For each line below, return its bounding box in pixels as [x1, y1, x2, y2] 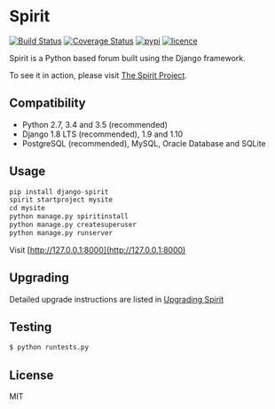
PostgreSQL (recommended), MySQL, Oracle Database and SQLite [21, 138, 266, 148]
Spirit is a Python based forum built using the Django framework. [9, 52, 246, 63]
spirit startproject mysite [9, 195, 114, 205]
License [9, 367, 54, 382]
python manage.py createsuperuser [9, 220, 137, 230]
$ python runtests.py [9, 343, 90, 352]
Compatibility [9, 96, 86, 111]
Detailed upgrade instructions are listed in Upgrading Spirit [9, 294, 224, 304]
